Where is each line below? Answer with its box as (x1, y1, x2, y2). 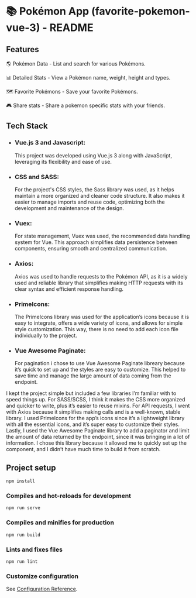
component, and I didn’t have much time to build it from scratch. (6, 446, 161, 453)
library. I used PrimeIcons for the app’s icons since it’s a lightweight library (6, 415, 185, 422)
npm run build (6, 532, 41, 538)
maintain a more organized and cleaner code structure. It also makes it (14, 192, 185, 199)
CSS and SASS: (14, 173, 60, 181)
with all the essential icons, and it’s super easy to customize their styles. (6, 421, 180, 428)
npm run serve (6, 505, 41, 511)
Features (6, 44, 39, 54)
